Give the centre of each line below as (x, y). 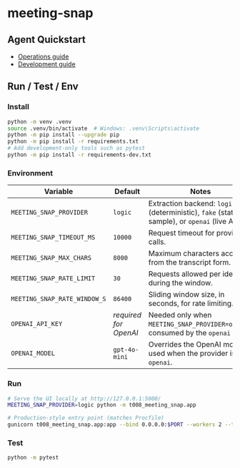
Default (127, 192)
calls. (157, 242)
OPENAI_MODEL (33, 353)
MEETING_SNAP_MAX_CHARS (51, 258)
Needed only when (180, 315)
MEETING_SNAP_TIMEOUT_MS (53, 238)
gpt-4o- (126, 350)
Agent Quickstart (46, 40)
